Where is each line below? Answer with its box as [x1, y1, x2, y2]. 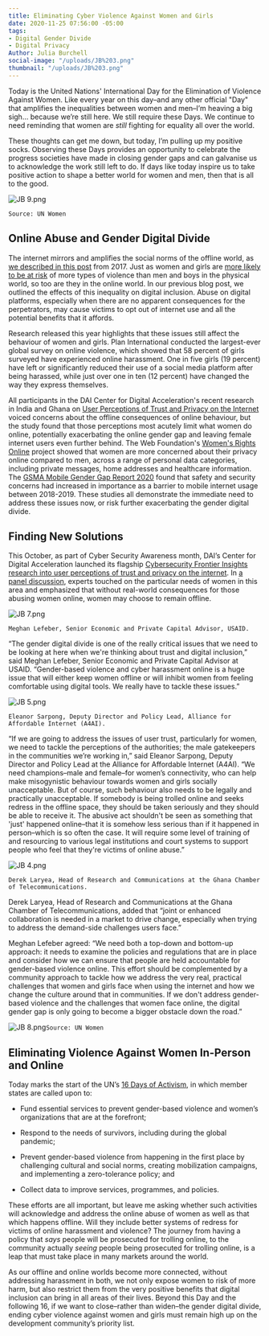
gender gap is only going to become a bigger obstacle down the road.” [8, 1007, 243, 1017]
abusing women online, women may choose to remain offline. [8, 594, 212, 603]
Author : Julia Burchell [8, 49, 88, 57]
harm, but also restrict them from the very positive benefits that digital [8, 1285, 240, 1294]
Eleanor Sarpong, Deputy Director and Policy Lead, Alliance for [8, 713, 231, 721]
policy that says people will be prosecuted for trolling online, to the [8, 1235, 229, 1244]
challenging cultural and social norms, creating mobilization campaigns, [19, 1161, 258, 1170]
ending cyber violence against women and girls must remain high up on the [8, 1310, 258, 1320]
